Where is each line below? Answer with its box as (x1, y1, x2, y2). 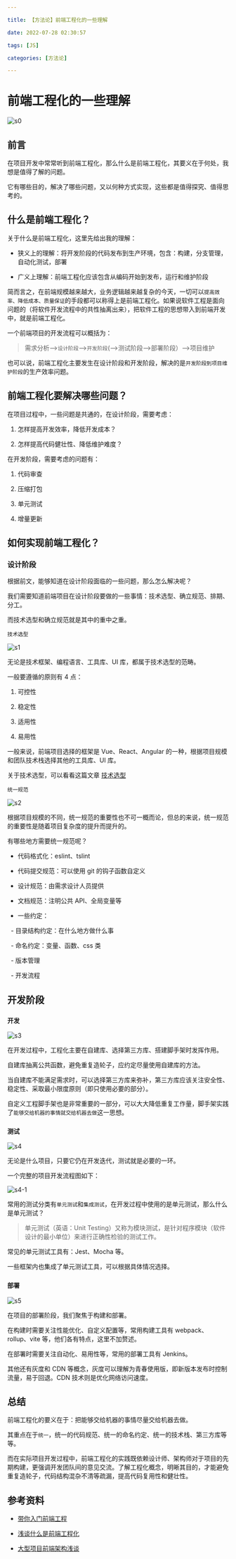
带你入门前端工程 (17, 1515, 67, 1523)
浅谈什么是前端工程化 (17, 1529, 79, 1538)
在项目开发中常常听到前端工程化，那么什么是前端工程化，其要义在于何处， (7, 159, 223, 167)
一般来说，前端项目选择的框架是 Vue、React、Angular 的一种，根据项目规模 (7, 748, 228, 756)
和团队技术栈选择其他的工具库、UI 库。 (7, 756, 121, 764)
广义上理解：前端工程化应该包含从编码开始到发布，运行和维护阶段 (17, 272, 209, 281)
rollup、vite (7, 1334, 41, 1343)
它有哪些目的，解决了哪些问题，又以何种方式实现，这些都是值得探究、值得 (7, 183, 223, 190)
